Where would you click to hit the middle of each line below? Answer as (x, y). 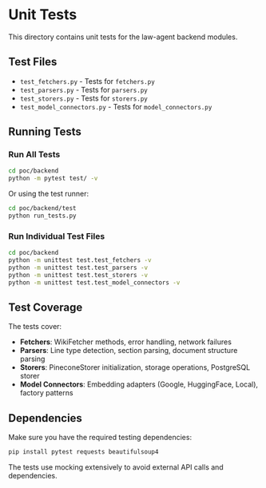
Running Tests (45, 132)
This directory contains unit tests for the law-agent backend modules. (123, 37)
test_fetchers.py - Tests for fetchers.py (87, 81)
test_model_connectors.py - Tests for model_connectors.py (116, 106)
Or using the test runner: (49, 194)
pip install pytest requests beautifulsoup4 (83, 452)
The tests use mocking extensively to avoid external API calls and (116, 467)
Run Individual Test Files (57, 236)
